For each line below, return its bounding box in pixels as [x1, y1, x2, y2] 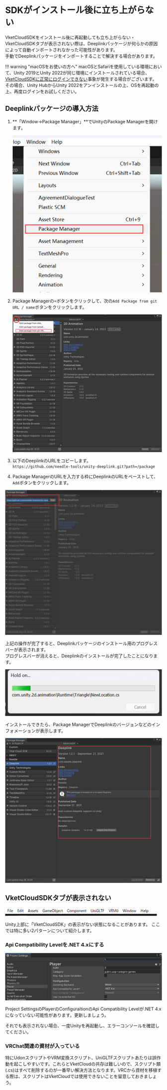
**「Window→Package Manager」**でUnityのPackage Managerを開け [12, 118, 158, 124]
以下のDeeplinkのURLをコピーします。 [12, 457, 91, 463]
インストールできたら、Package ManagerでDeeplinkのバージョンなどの [5, 722, 152, 727]
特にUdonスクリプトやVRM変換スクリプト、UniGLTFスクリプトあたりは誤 [5, 1055, 157, 1061]
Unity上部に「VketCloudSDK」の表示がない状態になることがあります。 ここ [5, 921, 161, 927]
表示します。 [39, 728, 66, 733]
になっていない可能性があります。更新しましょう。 [5, 1012, 109, 1018]
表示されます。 [18, 646, 49, 652]
